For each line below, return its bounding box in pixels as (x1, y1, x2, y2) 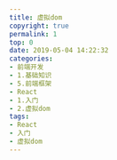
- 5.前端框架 (9, 79, 52, 88)
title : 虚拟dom (9, 12, 63, 22)
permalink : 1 (9, 29, 58, 38)
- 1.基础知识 (9, 71, 52, 80)
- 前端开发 (9, 63, 44, 72)
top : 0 (9, 37, 34, 47)
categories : (9, 54, 53, 63)
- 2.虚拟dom (9, 104, 51, 113)
